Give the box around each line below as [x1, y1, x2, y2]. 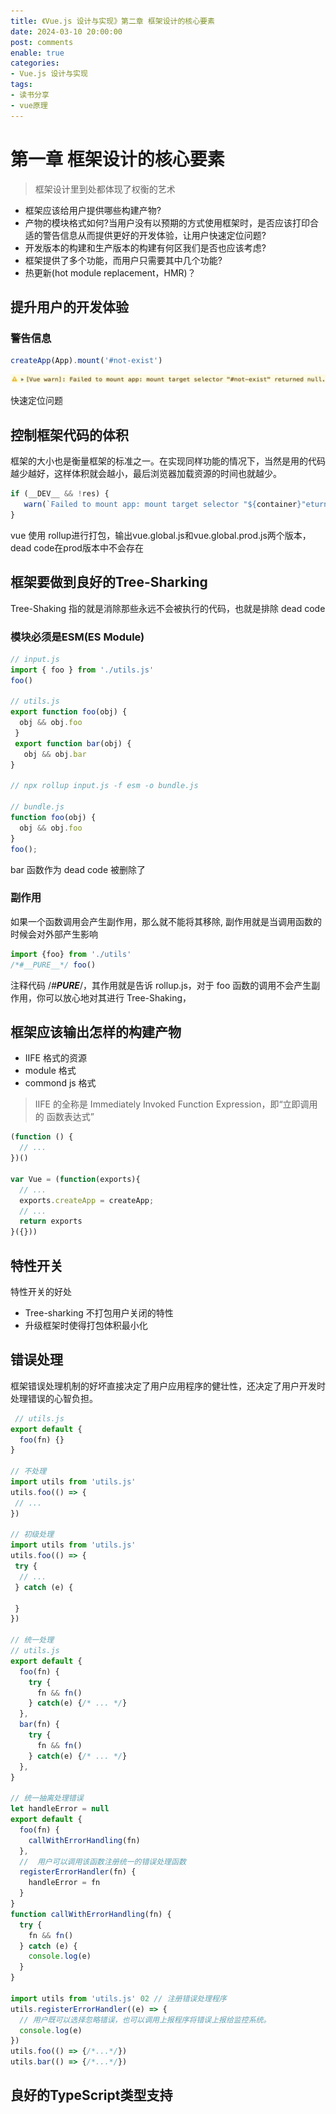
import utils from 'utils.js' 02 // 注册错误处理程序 [10, 1993, 227, 2004]
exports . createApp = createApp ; [19, 1195, 155, 1205]
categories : [10, 58, 60, 69]
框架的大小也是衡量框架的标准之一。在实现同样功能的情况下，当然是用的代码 [10, 455, 326, 467]
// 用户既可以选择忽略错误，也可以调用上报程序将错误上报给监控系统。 [19, 2015, 272, 2025]
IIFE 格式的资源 [24, 1052, 87, 1064]
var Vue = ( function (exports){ [10, 1174, 141, 1184]
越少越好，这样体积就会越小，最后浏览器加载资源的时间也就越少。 [10, 468, 282, 480]
